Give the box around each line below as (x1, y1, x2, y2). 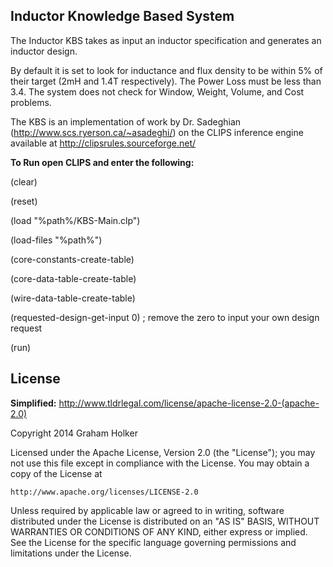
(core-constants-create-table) (10, 253, 135, 265)
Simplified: (10, 397, 57, 409)
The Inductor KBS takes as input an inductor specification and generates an (10, 34, 322, 46)
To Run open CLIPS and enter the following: (10, 156, 195, 168)
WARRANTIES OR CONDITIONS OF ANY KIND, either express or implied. (10, 525, 308, 538)
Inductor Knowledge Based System (10, 8, 235, 25)
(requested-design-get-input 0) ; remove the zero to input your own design (10, 311, 320, 323)
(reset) (10, 195, 38, 207)
